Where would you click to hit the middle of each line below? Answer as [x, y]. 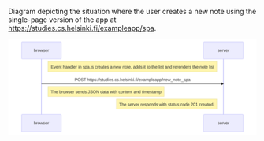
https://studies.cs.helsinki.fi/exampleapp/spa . [82, 28]
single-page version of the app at [62, 20]
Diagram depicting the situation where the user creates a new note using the [132, 11]
